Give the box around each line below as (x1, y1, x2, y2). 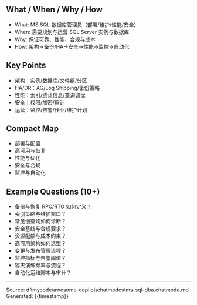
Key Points (6, 61, 46, 71)
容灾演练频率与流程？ (14, 262, 66, 269)
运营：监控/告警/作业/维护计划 (14, 106, 87, 113)
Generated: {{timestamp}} (6, 293, 69, 300)
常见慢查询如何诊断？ (14, 217, 66, 225)
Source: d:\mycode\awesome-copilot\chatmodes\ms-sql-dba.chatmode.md (6, 286, 189, 293)
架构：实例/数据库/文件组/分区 (14, 76, 87, 84)
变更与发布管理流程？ (14, 247, 66, 254)
